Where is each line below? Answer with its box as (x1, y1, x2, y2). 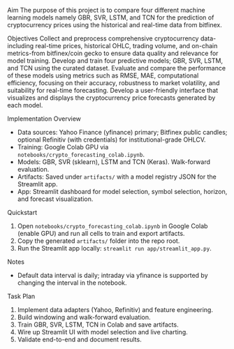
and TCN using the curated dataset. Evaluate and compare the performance (7, 64, 226, 72)
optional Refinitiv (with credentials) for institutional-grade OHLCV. (17, 135, 206, 144)
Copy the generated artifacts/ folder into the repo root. (17, 237, 180, 245)
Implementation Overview (7, 114, 82, 123)
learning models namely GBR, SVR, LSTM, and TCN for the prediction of (7, 13, 214, 22)
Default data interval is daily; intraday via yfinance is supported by (17, 272, 208, 279)
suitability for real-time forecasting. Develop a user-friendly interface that (7, 87, 219, 94)
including (7, 42, 34, 50)
